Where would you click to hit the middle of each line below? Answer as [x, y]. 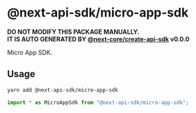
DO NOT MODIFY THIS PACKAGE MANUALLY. [73, 32]
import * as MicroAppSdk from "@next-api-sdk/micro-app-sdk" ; [98, 102]
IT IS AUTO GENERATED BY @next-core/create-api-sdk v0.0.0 [98, 39]
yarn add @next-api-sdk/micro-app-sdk [63, 90]
